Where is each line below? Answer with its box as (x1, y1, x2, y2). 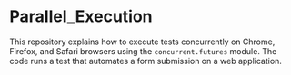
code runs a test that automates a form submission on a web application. (9, 55, 282, 66)
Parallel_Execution (9, 6, 153, 27)
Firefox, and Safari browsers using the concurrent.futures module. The (9, 45, 277, 56)
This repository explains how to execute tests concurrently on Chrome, (9, 36, 276, 47)
